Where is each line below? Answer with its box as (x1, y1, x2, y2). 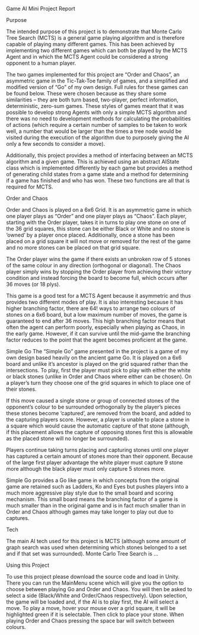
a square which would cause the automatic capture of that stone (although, (6, 422, 190, 429)
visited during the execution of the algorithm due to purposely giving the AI (6, 134, 190, 141)
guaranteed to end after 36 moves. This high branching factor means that (6, 317, 185, 324)
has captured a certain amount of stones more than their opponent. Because (6, 453, 193, 460)
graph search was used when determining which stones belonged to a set (6, 544, 187, 551)
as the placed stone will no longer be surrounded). (6, 435, 129, 442)
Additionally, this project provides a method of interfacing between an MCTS (6, 152, 193, 159)
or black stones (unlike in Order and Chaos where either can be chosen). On (6, 373, 192, 380)
